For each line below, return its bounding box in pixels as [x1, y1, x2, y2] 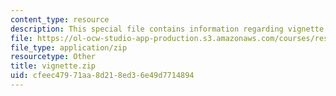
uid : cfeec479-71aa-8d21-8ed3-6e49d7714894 [10, 71, 195, 81]
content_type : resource [10, 14, 110, 25]
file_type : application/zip [10, 42, 128, 53]
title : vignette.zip [10, 61, 97, 71]
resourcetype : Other [10, 52, 97, 62]
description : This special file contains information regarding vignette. [10, 24, 329, 34]
